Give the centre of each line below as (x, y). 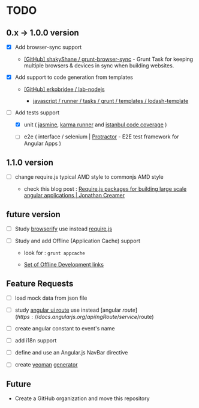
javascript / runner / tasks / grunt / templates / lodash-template (111, 101)
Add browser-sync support (48, 47)
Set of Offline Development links (64, 265)
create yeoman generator (46, 365)
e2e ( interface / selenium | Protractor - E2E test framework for (101, 137)
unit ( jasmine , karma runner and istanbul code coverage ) (95, 125)
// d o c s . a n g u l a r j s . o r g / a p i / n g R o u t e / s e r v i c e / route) (94, 317)
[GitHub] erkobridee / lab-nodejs (64, 89)
